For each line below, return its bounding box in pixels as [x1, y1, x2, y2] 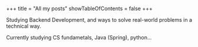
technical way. [6, 23, 41, 29]
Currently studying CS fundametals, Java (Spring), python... [6, 34, 152, 41]
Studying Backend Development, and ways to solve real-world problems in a [6, 16, 193, 23]
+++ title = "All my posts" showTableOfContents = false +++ [6, 5, 152, 12]
